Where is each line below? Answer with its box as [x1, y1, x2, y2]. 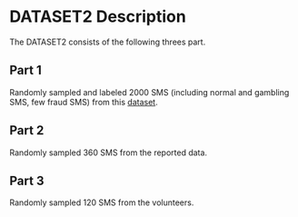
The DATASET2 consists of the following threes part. [9, 36, 206, 47]
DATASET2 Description [9, 6, 186, 27]
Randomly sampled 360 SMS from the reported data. [9, 147, 207, 158]
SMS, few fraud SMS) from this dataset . [9, 96, 158, 107]
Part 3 [9, 173, 45, 188]
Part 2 [9, 123, 45, 138]
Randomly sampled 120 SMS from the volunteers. [9, 197, 194, 208]
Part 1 [9, 63, 43, 78]
